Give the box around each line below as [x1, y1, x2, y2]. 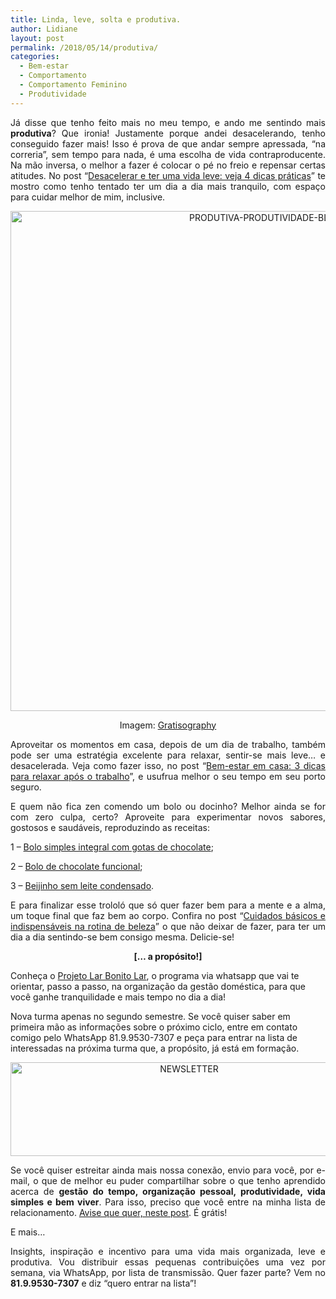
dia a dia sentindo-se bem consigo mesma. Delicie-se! [10, 931, 235, 943]
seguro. [10, 781, 42, 793]
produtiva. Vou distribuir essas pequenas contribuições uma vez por [10, 1256, 326, 1268]
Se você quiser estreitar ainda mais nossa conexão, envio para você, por [10, 1164, 314, 1176]
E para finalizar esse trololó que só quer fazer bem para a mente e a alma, [10, 899, 326, 911]
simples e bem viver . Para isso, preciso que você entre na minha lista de [10, 1196, 326, 1208]
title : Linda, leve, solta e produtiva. [10, 14, 182, 25]
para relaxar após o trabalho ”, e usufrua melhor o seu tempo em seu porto [10, 770, 326, 782]
